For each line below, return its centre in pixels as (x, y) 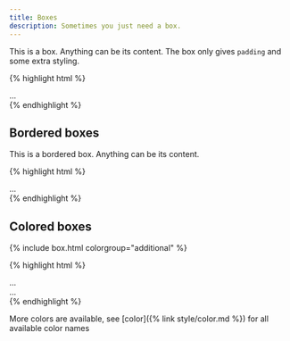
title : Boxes (33, 17)
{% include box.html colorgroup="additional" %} (98, 248)
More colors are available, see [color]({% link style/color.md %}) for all (139, 319)
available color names (50, 329)
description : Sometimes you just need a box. (95, 26)
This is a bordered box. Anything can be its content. (104, 154)
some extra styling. (45, 61)
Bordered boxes (54, 133)
